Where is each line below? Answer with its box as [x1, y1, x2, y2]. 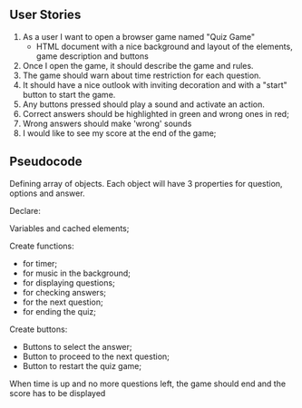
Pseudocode [9, 154, 83, 170]
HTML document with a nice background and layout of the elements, [35, 41, 293, 52]
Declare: [9, 205, 41, 216]
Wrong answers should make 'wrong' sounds [22, 118, 192, 129]
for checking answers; [22, 287, 107, 297]
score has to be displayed [9, 387, 106, 398]
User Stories [9, 7, 82, 23]
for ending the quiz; [22, 306, 97, 316]
